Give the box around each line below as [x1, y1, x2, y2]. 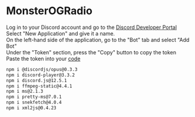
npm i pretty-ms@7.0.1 [6, 94, 62, 100]
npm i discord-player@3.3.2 [6, 72, 75, 78]
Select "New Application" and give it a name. [6, 30, 115, 37]
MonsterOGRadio [6, 4, 92, 18]
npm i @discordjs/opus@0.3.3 [6, 66, 78, 72]
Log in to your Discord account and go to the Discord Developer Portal [6, 24, 177, 31]
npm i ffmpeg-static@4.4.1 [6, 83, 72, 89]
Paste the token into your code [6, 55, 81, 62]
